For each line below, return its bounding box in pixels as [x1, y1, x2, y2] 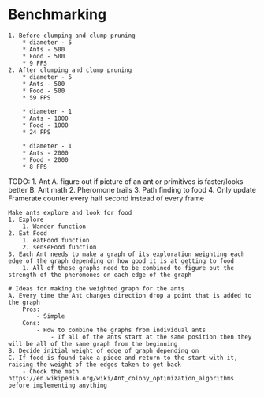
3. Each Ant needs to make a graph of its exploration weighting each [8, 250, 245, 258]
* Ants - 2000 [22, 148, 69, 157]
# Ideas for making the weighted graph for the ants [8, 284, 185, 293]
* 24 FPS [22, 128, 51, 136]
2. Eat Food [8, 229, 47, 238]
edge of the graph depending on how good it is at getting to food [8, 257, 235, 265]
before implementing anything [8, 381, 108, 389]
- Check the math [22, 367, 80, 376]
